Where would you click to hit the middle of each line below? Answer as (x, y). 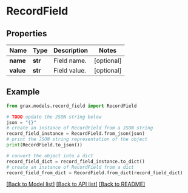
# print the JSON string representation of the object (77, 139)
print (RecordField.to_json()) (45, 145)
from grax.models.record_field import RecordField (72, 106)
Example (23, 92)
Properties (27, 34)
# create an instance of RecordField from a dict (70, 167)
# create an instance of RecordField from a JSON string (80, 128)
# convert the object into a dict (50, 155)
